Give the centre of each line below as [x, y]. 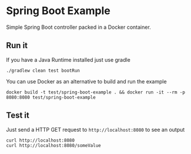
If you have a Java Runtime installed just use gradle [68, 59]
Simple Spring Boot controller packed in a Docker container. [78, 27]
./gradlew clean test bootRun [43, 71]
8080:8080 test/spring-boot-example [51, 97]
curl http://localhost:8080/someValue [53, 145]
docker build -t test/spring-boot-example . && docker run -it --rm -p [95, 92]
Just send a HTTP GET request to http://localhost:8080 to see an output [95, 129]
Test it [18, 115]
